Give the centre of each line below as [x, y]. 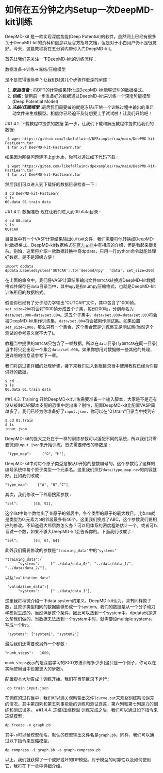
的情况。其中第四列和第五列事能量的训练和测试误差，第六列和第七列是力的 [79, 704]
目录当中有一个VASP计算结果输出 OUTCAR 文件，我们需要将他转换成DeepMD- [80, 239]
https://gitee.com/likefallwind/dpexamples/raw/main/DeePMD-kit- [90, 166]
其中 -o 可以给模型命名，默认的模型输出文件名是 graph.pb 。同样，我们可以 [78, 735]
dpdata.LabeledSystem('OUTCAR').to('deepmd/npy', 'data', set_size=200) [80, 270]
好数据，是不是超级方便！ [31, 257]
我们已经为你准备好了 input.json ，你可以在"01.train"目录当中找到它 [89, 411]
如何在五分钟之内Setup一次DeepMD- [80, 10]
